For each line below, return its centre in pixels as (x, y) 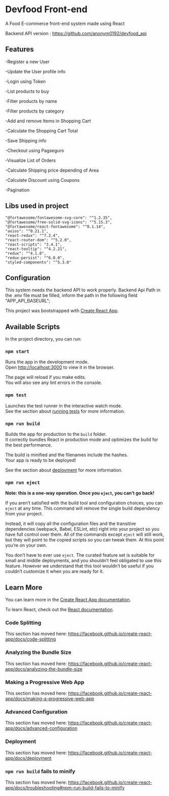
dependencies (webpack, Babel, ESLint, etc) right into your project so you (82, 529)
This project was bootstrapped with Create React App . (62, 311)
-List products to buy (27, 91)
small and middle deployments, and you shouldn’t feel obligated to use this (83, 561)
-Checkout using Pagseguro (35, 150)
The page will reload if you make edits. (46, 377)
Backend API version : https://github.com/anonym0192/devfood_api (76, 33)
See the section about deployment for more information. (64, 470)
